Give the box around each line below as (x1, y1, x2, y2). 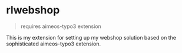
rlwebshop (6, 3, 60, 17)
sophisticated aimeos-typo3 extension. (6, 40, 101, 47)
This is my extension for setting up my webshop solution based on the (6, 34, 177, 41)
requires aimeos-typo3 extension (20, 23, 102, 30)
